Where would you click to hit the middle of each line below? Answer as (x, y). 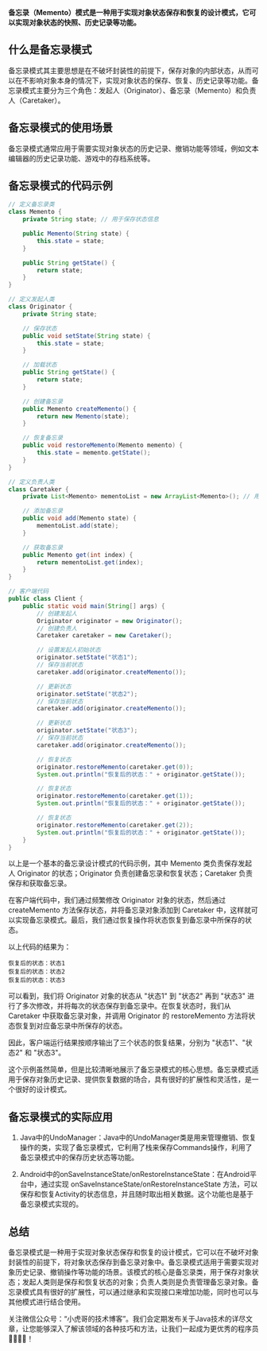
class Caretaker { (39, 489)
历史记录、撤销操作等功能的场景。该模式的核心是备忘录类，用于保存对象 (133, 1272)
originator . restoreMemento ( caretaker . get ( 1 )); (115, 796)
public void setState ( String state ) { (87, 336)
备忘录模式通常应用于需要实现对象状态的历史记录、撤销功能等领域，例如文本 (133, 148)
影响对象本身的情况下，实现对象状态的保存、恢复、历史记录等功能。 (140, 80)
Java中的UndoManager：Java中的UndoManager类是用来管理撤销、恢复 (138, 1138)
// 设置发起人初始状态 (69, 650)
